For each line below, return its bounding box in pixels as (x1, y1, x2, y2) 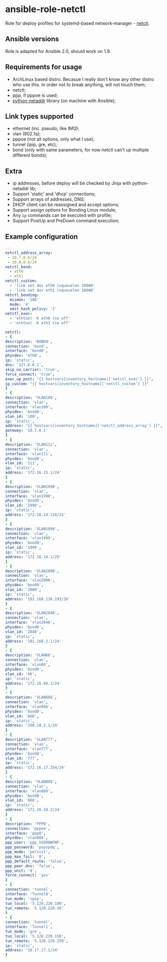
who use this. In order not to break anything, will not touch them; (12, 82, 146, 88)
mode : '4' (10, 302, 30, 307)
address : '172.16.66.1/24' (5, 681, 62, 686)
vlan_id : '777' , (5, 755, 39, 761)
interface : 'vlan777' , (5, 746, 53, 751)
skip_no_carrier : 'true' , (5, 367, 59, 372)
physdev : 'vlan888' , (5, 835, 49, 841)
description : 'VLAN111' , (5, 442, 57, 447)
